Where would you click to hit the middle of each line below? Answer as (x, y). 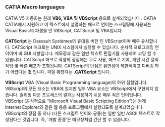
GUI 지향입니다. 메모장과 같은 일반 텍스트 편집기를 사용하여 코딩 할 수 (90, 53)
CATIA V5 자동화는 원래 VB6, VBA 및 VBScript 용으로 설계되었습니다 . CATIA (81, 18)
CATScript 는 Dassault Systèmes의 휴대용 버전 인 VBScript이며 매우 (73, 41)
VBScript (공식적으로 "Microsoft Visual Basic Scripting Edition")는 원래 (76, 101)
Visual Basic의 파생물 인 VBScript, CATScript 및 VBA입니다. (64, 31)
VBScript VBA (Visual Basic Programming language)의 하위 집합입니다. (76, 83)
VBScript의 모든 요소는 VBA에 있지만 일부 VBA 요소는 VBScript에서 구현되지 (79, 89)
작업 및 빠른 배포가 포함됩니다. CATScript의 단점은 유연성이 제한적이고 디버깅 (80, 66)
